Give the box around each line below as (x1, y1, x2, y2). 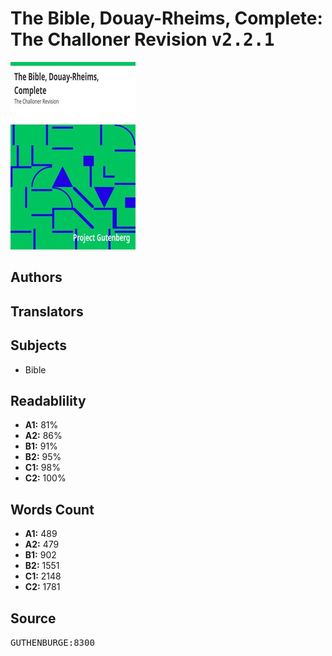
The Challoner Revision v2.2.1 (10, 28, 275, 51)
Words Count (10, 501, 95, 518)
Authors (10, 269, 63, 286)
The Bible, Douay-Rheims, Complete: (10, 7, 323, 30)
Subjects (10, 337, 67, 354)
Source (10, 610, 57, 627)
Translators (10, 303, 84, 320)
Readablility (10, 392, 87, 409)
